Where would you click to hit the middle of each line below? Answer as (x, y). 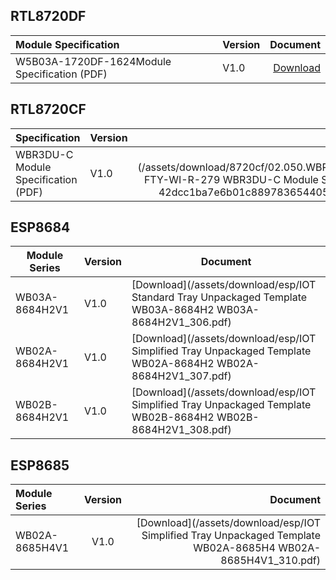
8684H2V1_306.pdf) (181, 322)
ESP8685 (40, 465)
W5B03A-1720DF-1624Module (93, 61)
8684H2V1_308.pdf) (181, 430)
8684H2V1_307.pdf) (181, 376)
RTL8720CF (48, 109)
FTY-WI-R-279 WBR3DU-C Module (231, 179)
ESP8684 (40, 227)
